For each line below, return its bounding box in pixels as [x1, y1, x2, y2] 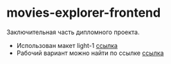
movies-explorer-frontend [6, 5, 161, 21]
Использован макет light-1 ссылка [16, 41, 118, 49]
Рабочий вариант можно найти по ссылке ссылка [16, 49, 164, 57]
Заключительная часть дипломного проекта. [6, 28, 140, 36]
